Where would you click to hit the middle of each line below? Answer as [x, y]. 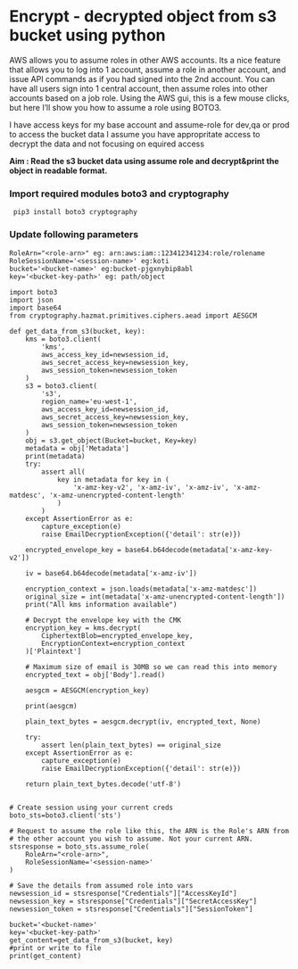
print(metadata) [56, 456]
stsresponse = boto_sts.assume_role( [79, 846]
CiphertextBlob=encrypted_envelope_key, [117, 635]
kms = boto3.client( [63, 339]
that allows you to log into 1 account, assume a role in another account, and [148, 70]
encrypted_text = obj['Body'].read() [95, 675]
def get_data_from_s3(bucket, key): [77, 331]
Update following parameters [74, 235]
